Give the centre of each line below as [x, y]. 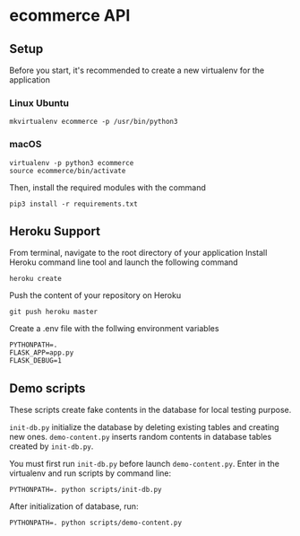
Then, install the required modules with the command [107, 187]
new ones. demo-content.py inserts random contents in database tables [141, 437]
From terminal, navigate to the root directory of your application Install [138, 253]
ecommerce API [70, 16]
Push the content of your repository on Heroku [95, 295]
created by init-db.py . [51, 446]
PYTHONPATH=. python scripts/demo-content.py [95, 523]
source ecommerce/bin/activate [68, 171]
